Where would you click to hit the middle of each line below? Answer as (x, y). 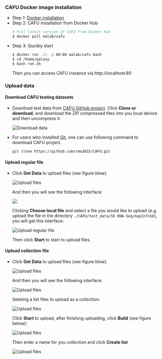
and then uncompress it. (36, 118)
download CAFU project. (37, 142)
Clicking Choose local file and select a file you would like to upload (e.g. (85, 210)
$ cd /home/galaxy (31, 59)
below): (20, 323)
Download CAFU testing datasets (39, 97)
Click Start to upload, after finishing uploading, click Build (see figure (81, 318)
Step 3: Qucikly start (33, 46)
